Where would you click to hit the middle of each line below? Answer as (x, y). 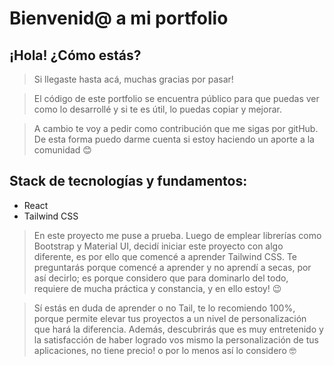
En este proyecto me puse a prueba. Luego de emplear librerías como (177, 235)
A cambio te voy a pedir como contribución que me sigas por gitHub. (176, 128)
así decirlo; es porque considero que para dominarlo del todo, (161, 278)
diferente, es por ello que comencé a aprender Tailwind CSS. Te (165, 256)
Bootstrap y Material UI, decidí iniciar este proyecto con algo (158, 246)
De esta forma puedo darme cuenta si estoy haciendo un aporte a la (174, 139)
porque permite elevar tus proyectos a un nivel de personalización (170, 318)
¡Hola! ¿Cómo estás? (75, 55)
